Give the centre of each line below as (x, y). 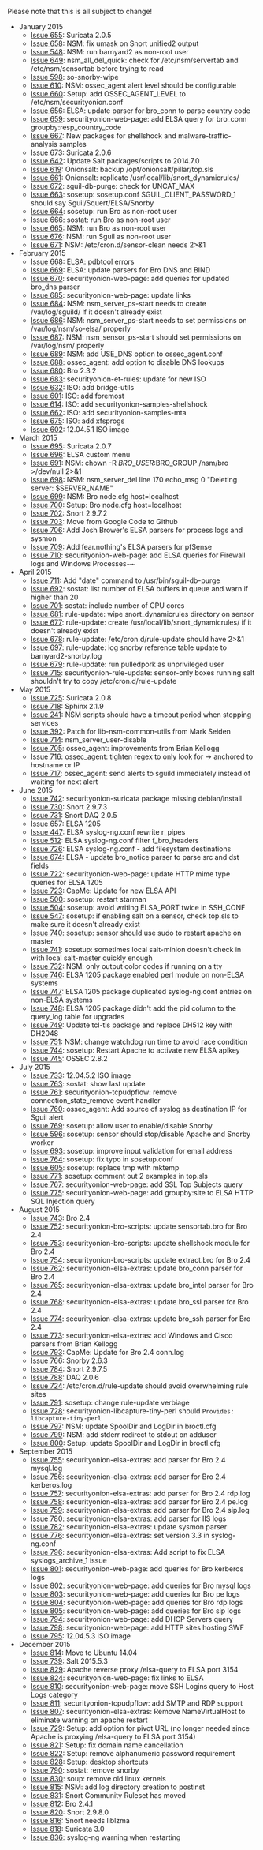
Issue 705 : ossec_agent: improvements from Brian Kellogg (125, 748)
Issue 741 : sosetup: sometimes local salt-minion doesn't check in (136, 949)
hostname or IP (55, 765)
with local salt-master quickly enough (91, 958)
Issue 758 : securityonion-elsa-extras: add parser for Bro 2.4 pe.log (139, 1502)
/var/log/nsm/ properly (67, 345)
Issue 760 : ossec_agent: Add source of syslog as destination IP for (139, 1109)
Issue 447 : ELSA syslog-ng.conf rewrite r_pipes (108, 832)
